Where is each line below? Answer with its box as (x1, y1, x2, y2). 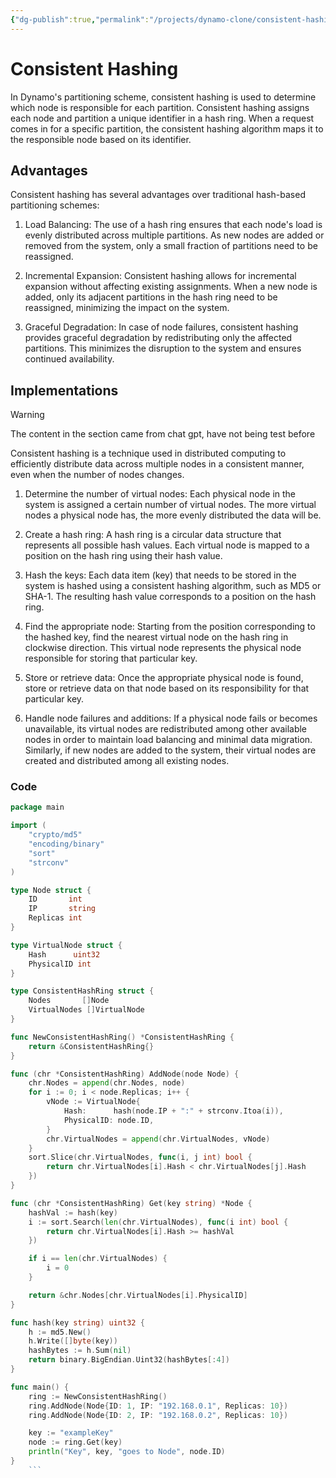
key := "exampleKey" (28, 1428, 114, 1438)
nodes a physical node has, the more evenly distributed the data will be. (24, 509, 322, 521)
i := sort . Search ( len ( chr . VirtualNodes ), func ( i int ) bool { (28, 1217, 289, 1227)
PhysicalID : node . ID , (63, 1115, 155, 1125)
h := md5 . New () (28, 1327, 92, 1337)
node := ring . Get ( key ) (28, 1437, 123, 1448)
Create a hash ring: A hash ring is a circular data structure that (24, 529, 282, 541)
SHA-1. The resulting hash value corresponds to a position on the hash (24, 591, 317, 603)
